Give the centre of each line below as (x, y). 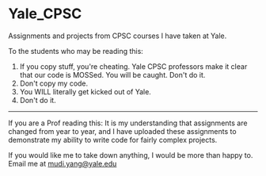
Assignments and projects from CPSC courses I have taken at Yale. (118, 36)
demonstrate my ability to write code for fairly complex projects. (113, 140)
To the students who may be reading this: (76, 51)
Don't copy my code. (54, 83)
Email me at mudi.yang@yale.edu (63, 163)
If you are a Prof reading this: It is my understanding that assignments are (128, 123)
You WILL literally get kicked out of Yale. (85, 91)
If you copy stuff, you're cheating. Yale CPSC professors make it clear (133, 66)
